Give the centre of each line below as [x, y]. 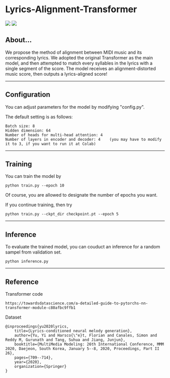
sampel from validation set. [34, 252]
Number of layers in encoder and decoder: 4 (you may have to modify [83, 139]
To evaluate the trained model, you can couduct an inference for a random [83, 247]
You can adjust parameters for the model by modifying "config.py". [75, 107]
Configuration [28, 95]
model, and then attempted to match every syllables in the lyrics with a [79, 63]
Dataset [13, 317]
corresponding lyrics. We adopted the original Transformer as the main [79, 57]
